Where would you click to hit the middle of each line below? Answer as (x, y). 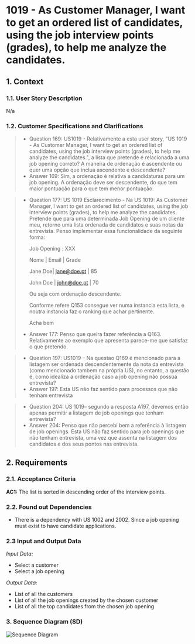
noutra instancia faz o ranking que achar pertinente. (92, 311)
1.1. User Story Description (45, 98)
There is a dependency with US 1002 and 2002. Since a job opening (97, 520)
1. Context (25, 82)
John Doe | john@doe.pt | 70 (64, 283)
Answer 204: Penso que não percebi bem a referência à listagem (107, 426)
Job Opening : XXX (52, 249)
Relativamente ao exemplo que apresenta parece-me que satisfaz (109, 341)
